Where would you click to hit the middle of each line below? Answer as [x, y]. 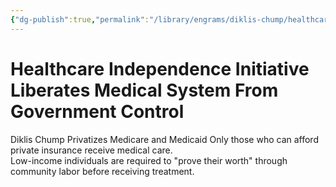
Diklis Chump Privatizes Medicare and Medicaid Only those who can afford [164, 139]
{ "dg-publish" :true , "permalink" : [80, 19]
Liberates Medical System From [144, 90]
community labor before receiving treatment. [102, 171]
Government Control [97, 111]
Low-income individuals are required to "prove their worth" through [149, 160]
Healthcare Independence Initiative [160, 68]
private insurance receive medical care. [91, 150]
